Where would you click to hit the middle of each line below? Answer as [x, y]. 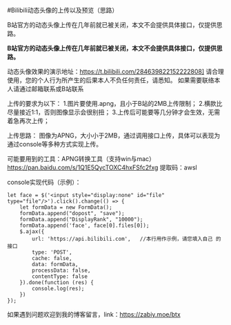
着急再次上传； [28, 121]
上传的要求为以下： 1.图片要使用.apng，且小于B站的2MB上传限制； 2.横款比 [115, 103]
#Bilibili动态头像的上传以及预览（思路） [63, 10]
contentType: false [60, 277]
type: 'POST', [52, 252]
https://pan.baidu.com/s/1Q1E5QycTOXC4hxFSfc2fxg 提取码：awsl [102, 167]
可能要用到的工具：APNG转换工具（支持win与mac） [81, 159]
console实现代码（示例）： [44, 182]
